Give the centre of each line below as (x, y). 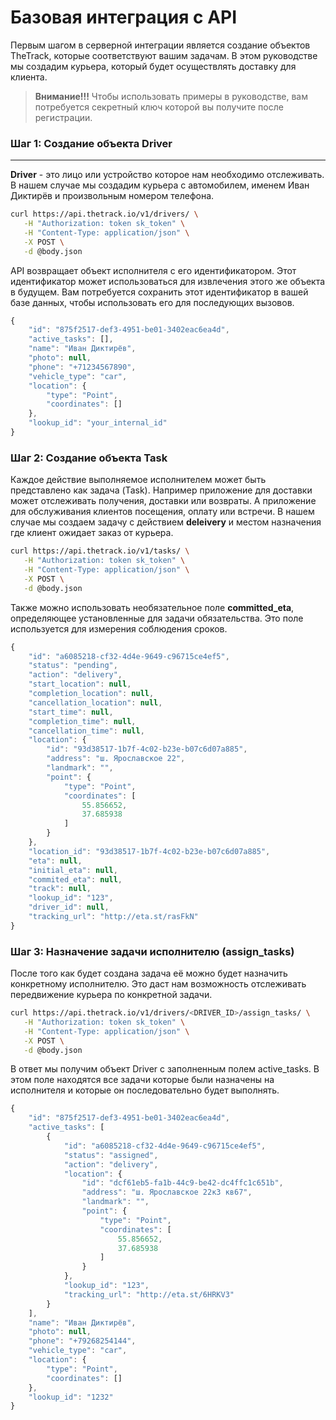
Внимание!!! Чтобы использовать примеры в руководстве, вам (171, 96)
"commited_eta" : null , (75, 879)
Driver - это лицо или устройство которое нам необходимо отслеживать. (167, 175)
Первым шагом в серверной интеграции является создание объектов (160, 45)
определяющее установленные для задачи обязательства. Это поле (157, 618)
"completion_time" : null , (82, 721)
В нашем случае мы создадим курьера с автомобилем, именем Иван (160, 185)
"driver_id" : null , (69, 907)
